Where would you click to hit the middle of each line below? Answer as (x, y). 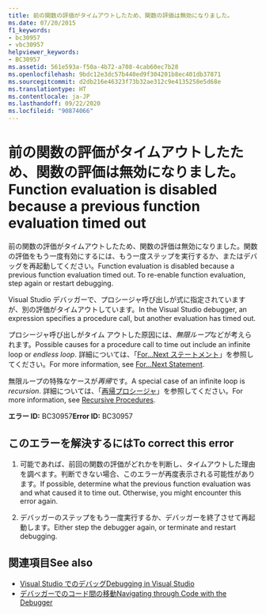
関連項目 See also (51, 563)
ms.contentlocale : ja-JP (49, 96)
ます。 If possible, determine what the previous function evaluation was (135, 484)
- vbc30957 (26, 45)
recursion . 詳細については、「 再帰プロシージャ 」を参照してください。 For (126, 391)
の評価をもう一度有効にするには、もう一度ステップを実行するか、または (126, 256)
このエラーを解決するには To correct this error (121, 443)
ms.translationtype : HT (47, 89)
